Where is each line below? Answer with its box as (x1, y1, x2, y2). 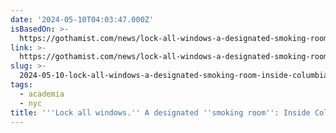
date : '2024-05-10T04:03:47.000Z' (10, 14, 155, 25)
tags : (10, 80, 33, 90)
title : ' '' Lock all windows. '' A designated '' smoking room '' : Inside (10, 107, 311, 118)
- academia (19, 89, 65, 99)
